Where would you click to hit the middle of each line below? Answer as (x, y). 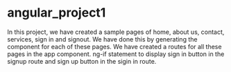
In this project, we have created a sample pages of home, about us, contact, (116, 32)
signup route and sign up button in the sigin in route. (82, 61)
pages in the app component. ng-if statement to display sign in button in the (116, 54)
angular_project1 (57, 13)
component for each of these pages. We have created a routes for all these (114, 46)
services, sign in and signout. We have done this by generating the (102, 39)
